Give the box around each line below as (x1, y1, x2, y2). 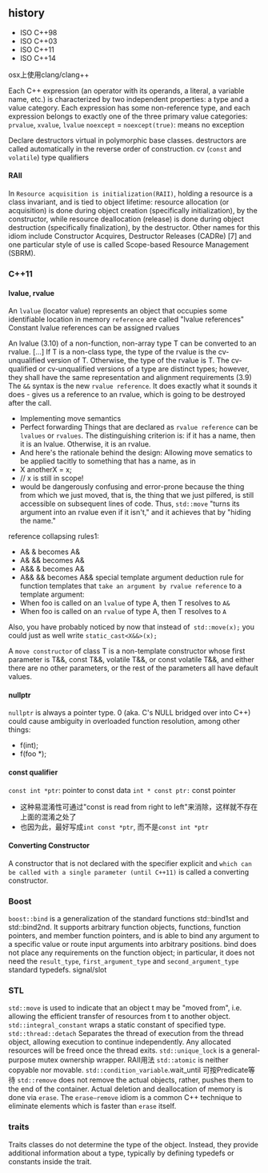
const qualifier (8, 767, 58, 777)
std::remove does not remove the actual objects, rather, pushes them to (17, 1075, 254, 1085)
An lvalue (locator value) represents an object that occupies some (8, 306, 228, 316)
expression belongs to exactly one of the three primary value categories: (8, 111, 248, 121)
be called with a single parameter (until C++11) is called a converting (8, 867, 250, 876)
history (8, 6, 46, 20)
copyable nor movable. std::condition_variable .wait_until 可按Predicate (8, 1066, 249, 1075)
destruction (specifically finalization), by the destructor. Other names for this (8, 223, 260, 233)
